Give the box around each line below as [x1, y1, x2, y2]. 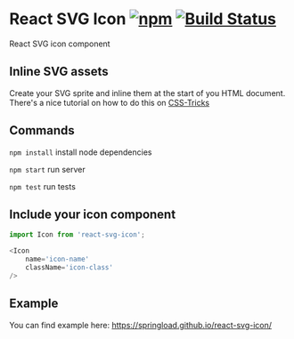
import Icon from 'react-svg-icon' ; [9, 230, 145, 239]
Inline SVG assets [9, 64, 109, 79]
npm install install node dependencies [9, 147, 152, 157]
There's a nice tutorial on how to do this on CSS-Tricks [9, 97, 210, 108]
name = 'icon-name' [25, 254, 90, 264]
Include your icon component [9, 206, 176, 222]
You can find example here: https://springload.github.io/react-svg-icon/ [9, 319, 273, 330]
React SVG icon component [9, 38, 110, 49]
